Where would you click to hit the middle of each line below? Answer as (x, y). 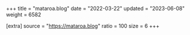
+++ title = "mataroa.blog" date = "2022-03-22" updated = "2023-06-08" (96, 8)
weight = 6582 (24, 15)
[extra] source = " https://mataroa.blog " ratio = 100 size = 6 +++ (83, 26)
